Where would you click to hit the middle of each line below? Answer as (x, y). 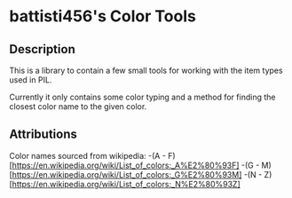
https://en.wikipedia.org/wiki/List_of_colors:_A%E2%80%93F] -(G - (136, 165)
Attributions (43, 135)
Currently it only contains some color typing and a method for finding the (142, 97)
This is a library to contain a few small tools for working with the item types (146, 70)
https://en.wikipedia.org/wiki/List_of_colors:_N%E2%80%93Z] (126, 184)
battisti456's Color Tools (103, 16)
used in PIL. (31, 80)
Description (42, 49)
